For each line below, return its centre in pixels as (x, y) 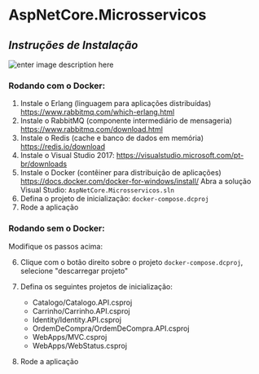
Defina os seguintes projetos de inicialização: (96, 286)
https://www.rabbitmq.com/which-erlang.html (97, 112)
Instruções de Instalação (73, 45)
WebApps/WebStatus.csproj (80, 345)
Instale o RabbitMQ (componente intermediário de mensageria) (126, 121)
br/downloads (44, 164)
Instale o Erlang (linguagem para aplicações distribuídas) (116, 103)
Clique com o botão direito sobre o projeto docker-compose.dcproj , (132, 262)
